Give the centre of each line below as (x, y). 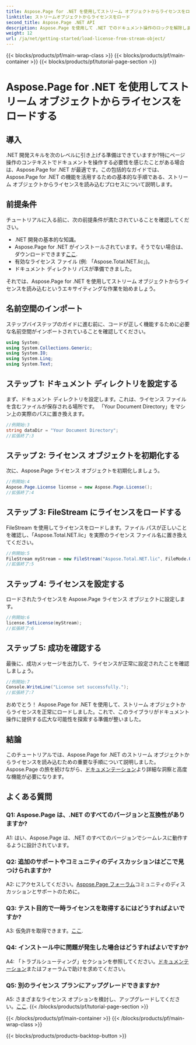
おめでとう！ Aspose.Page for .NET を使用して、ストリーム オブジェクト (93, 705)
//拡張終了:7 (20, 693)
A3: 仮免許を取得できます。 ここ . (45, 931)
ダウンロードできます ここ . (46, 254)
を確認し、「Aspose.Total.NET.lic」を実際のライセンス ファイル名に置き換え (97, 535)
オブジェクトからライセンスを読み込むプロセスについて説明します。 (94, 184)
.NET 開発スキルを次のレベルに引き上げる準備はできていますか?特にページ (96, 155)
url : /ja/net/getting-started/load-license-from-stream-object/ (86, 39)
